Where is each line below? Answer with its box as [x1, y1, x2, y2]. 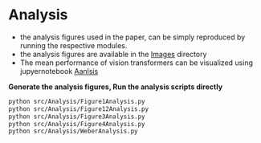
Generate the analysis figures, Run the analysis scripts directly [8, 82, 223, 92]
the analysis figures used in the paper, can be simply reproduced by [19, 32, 246, 42]
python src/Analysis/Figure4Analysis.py [8, 120, 146, 128]
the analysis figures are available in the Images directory [19, 49, 207, 59]
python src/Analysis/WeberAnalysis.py [8, 127, 138, 136]
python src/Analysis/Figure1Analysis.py [8, 97, 146, 105]
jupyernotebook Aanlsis [19, 66, 99, 76]
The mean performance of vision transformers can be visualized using [19, 58, 253, 67]
